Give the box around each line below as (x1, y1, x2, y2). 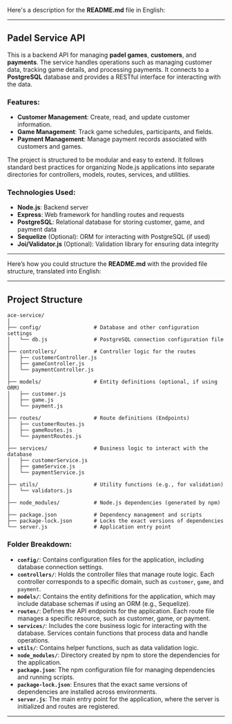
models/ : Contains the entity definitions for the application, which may (17, 592, 216, 600)
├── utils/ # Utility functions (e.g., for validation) (7, 482, 224, 488)
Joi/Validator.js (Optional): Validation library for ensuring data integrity (17, 240, 219, 248)
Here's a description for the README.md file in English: (7, 6, 166, 14)
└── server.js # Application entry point (7, 524, 171, 531)
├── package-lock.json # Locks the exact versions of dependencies (7, 517, 224, 524)
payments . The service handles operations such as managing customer (7, 58, 213, 66)
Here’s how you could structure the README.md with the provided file (7, 260, 208, 268)
